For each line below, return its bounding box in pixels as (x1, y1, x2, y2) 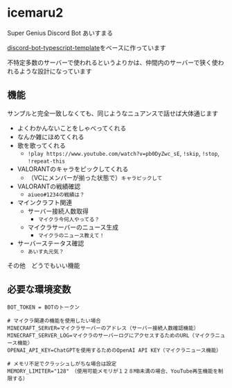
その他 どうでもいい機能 (7, 261, 80, 269)
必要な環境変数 (7, 284, 71, 296)
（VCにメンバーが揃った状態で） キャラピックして (27, 173, 163, 181)
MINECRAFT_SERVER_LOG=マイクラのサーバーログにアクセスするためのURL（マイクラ (7, 332, 215, 339)
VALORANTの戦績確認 (17, 182, 81, 191)
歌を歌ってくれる (17, 141, 66, 149)
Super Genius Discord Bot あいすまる (7, 29, 113, 37)
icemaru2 (7, 5, 64, 21)
